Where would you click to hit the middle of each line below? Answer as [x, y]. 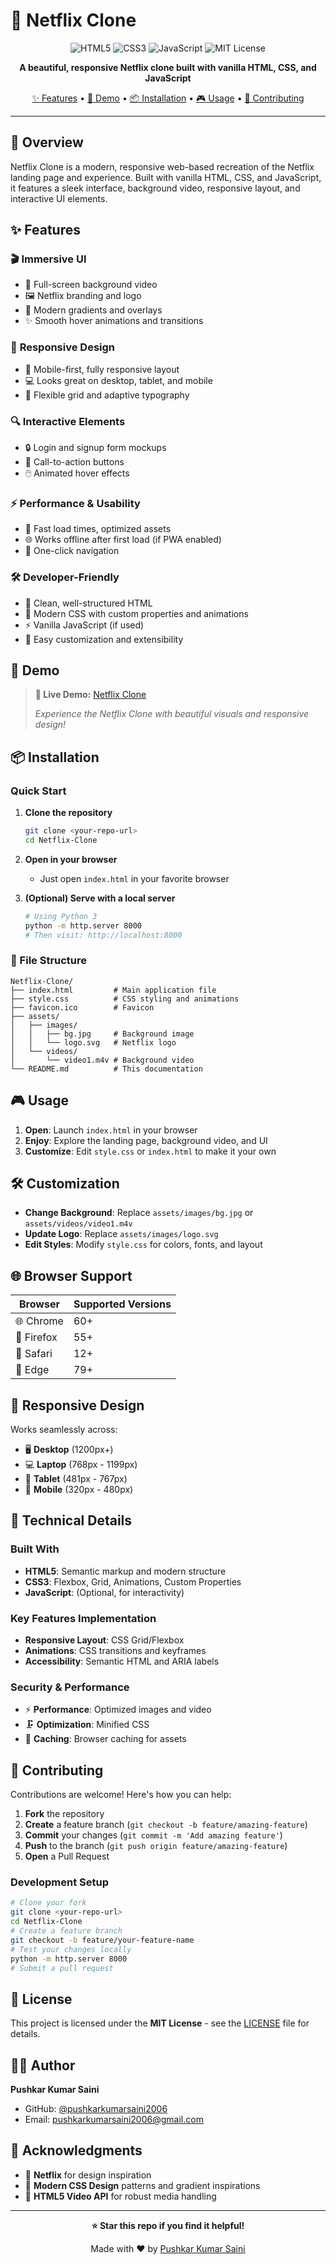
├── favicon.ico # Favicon [82, 1007]
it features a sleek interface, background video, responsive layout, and [155, 188]
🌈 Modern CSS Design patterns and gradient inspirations [142, 2185]
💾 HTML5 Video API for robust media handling [120, 2196]
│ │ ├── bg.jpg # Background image [102, 1034]
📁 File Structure [49, 961]
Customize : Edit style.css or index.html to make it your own [150, 1151]
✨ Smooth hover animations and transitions [114, 321]
